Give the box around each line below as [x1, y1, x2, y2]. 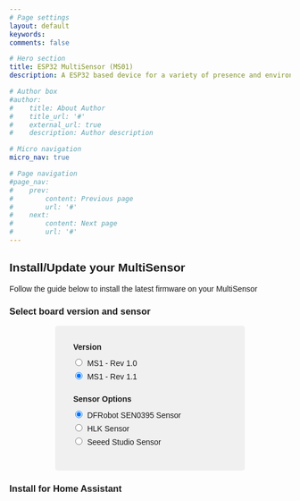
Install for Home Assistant [9, 483, 122, 495]
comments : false [9, 38, 70, 47]
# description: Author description [9, 129, 154, 138]
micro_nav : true [9, 153, 70, 162]
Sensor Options [72, 394, 132, 403]
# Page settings [9, 13, 70, 22]
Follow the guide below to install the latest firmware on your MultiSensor [9, 284, 258, 293]
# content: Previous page [9, 194, 134, 203]
